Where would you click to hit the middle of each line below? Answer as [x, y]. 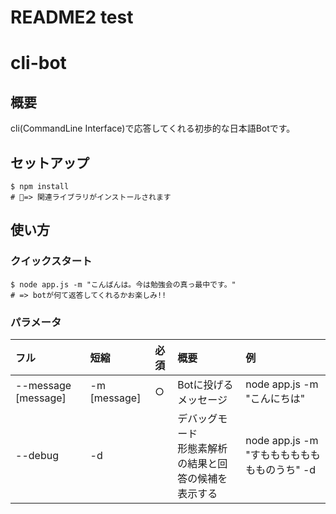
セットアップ [50, 162]
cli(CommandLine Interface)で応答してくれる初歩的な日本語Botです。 [153, 128]
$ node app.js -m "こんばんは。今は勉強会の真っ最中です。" [123, 284]
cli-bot [38, 63]
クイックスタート [51, 261]
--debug [37, 455]
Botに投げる [205, 384]
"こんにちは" [275, 398]
